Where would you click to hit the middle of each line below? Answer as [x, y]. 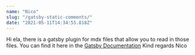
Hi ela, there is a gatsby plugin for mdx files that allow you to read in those [98, 40]
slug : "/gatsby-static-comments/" [49, 17]
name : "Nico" [22, 12]
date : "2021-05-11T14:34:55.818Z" [49, 22]
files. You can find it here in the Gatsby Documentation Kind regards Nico [97, 46]
